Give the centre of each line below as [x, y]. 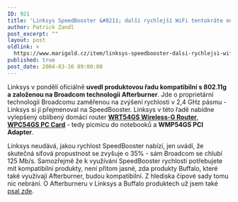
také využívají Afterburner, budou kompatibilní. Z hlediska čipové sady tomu [118, 176]
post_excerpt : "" [33, 34]
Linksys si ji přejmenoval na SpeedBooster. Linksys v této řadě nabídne [111, 109]
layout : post [27, 40]
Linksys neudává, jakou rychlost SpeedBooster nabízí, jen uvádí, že [106, 145]
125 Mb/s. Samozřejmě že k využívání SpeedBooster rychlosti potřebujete [115, 161]
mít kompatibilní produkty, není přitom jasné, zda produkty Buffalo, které [113, 168]
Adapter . [21, 132]
